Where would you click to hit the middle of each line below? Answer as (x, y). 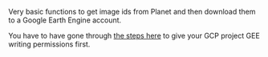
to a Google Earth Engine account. (65, 20)
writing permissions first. (49, 44)
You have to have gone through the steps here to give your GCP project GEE (134, 36)
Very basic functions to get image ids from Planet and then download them (132, 12)
